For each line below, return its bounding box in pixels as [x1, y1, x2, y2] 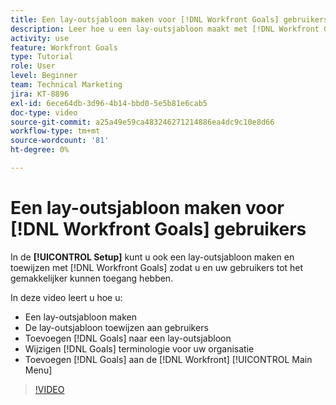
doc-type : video [10, 107, 78, 118]
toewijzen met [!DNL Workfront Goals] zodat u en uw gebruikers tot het [10, 261, 304, 273]
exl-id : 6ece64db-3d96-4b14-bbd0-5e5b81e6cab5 [10, 98, 208, 108]
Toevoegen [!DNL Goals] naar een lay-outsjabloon [24, 332, 232, 344]
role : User [10, 61, 56, 71]
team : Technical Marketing [10, 80, 123, 90]
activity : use [10, 33, 70, 43]
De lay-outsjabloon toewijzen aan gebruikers [24, 321, 209, 333]
